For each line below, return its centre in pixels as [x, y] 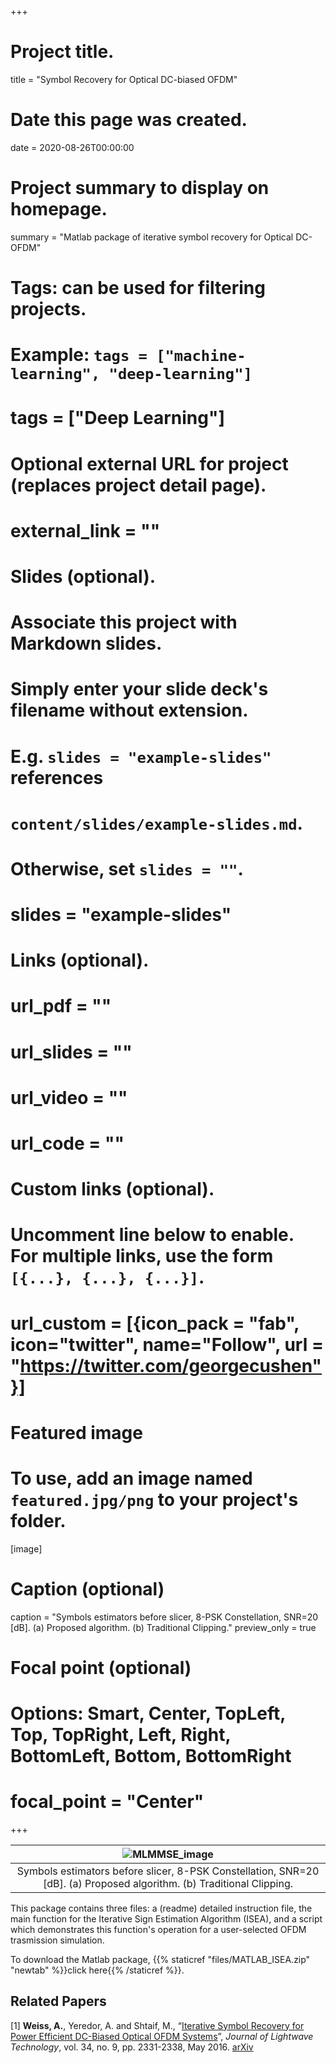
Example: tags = [79, 355]
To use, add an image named [131, 1478]
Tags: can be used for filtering [138, 288]
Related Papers [58, 2001]
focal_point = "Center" [107, 1802]
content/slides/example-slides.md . [156, 823]
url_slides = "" [71, 1052]
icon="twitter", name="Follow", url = [167, 1344]
